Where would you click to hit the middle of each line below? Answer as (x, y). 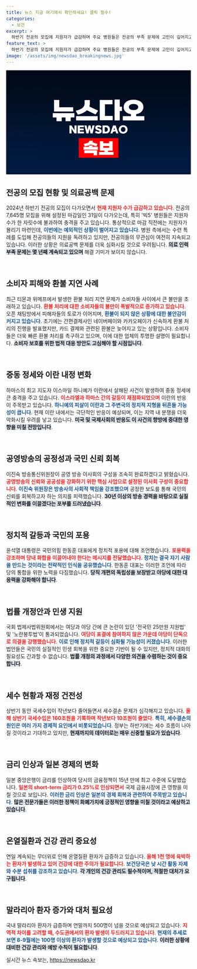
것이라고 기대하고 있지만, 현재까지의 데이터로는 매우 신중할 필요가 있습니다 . (97, 732)
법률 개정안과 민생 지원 (45, 611)
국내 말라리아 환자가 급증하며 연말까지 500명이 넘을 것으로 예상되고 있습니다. (94, 925)
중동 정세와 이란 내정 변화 (49, 375)
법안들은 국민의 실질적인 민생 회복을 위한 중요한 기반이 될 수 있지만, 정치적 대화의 (98, 649)
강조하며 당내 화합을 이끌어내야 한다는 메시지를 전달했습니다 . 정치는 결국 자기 (93, 558)
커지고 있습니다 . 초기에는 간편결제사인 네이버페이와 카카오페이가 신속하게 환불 (94, 321)
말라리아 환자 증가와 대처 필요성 (60, 910)
